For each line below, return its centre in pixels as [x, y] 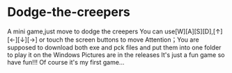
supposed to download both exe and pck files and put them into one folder [114, 47]
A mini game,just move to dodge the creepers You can [85, 31]
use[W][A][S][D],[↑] [194, 31]
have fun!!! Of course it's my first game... [66, 62]
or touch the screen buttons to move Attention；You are [119, 40]
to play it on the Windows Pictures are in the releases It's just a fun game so [116, 55]
